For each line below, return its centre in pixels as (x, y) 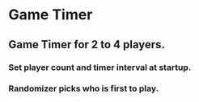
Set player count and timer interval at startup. (100, 67)
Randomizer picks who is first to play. (84, 88)
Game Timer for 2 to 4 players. (87, 45)
